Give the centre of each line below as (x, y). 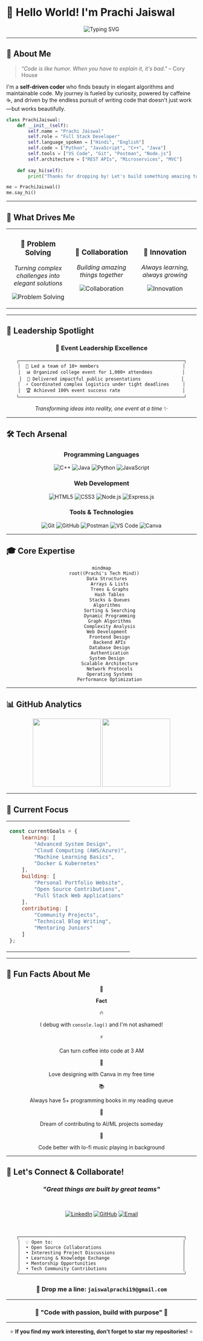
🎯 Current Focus (37, 810)
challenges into (38, 275)
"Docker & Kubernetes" (67, 864)
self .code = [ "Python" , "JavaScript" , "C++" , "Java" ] (97, 148)
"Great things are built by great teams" (101, 1189)
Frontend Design (110, 637)
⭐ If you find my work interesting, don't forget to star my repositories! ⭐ (101, 1332)
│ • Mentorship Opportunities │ (101, 1263)
